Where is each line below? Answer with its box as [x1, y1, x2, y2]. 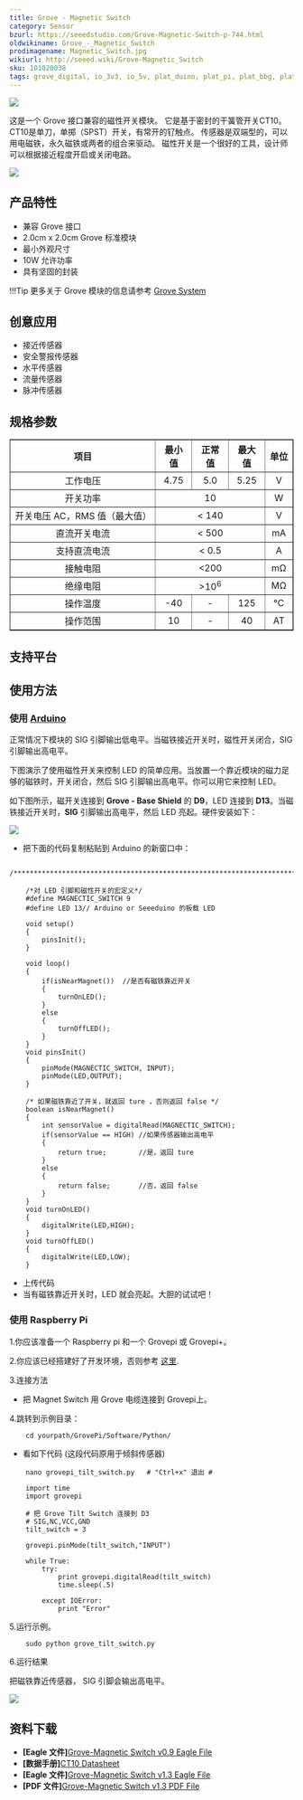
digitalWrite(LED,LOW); [41, 1253, 131, 1262]
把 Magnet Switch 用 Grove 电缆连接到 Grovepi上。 [22, 1394, 212, 1405]
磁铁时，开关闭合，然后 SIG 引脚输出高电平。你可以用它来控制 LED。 [24, 776, 281, 787]
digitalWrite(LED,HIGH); [41, 1221, 135, 1230]
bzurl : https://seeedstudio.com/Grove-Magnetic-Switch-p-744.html [9, 30, 264, 39]
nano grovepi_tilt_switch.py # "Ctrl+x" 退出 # [25, 1467, 214, 1477]
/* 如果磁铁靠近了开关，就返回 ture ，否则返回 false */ [25, 1097, 219, 1106]
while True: [25, 1557, 70, 1566]
